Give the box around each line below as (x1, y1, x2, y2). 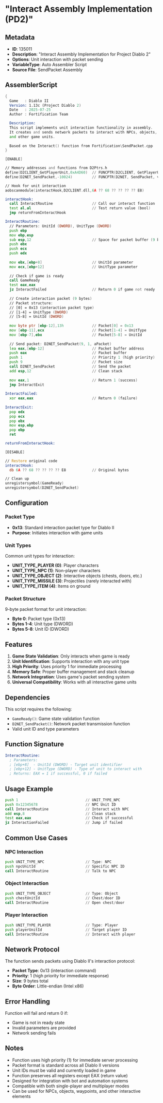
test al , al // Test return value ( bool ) (9, 206, 151, 211)
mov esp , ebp (9, 423, 34, 428)
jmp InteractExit (9, 382, 45, 387)
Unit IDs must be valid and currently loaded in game (12, 1067, 116, 1073)
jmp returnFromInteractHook (9, 211, 66, 215)
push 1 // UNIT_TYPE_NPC (5, 797, 120, 802)
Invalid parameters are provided (12, 1025, 76, 1030)
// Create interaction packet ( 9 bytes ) (9, 296, 92, 301)
